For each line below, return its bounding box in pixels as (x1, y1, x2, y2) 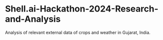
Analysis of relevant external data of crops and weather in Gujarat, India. (5, 29, 151, 35)
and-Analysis (5, 13, 61, 25)
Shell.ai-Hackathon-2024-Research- (5, 3, 159, 14)
